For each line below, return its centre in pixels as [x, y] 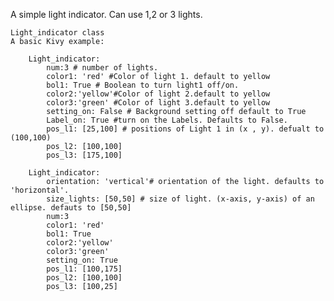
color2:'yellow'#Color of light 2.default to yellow [158, 94]
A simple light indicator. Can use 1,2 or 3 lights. [106, 14]
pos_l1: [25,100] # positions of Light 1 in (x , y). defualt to [185, 129]
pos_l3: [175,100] [84, 155]
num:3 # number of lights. [102, 68]
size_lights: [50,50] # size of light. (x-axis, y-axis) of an [180, 199]
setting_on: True [82, 260]
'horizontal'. [40, 190]
